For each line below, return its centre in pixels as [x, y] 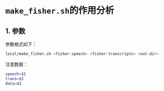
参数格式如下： [21, 44]
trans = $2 [15, 79]
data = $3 [14, 83]
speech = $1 [16, 74]
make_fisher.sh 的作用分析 [60, 10]
